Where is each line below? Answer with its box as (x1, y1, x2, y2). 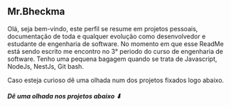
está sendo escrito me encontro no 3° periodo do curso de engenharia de (7, 47, 224, 55)
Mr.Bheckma (7, 6, 65, 18)
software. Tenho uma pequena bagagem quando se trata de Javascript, (7, 55, 217, 63)
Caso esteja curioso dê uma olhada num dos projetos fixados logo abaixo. (7, 76, 225, 84)
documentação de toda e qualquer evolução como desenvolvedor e (7, 32, 206, 40)
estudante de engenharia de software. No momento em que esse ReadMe (7, 39, 224, 48)
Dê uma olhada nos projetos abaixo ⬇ (7, 92, 122, 101)
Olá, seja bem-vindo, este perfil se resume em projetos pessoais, (7, 24, 198, 33)
